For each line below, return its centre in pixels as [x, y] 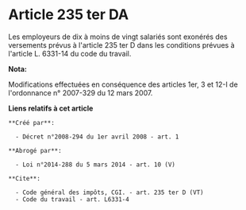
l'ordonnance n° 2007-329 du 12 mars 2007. [81, 92]
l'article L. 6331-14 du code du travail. [70, 53]
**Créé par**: [32, 122]
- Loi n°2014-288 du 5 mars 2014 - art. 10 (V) [96, 165]
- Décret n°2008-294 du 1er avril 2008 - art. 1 [97, 137]
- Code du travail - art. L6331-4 [72, 199]
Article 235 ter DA [69, 15]
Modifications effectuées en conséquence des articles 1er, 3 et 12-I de [123, 84]
